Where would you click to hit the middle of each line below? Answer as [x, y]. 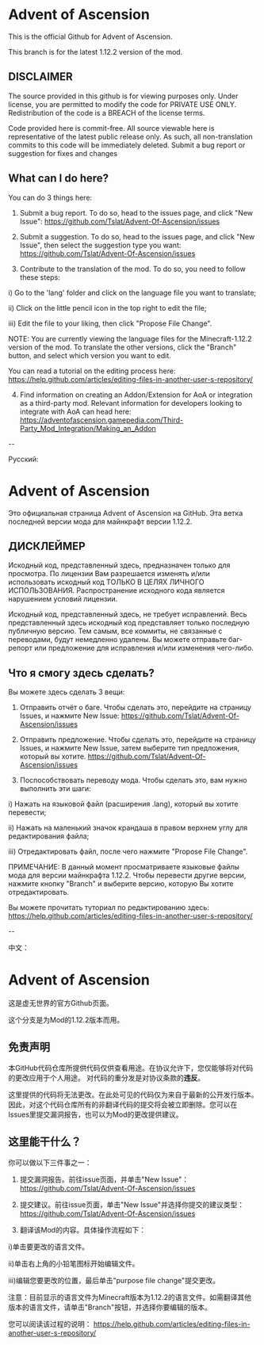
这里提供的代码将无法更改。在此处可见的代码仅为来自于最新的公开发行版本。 [133, 1095]
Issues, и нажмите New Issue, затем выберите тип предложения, [130, 748]
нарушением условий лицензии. [63, 599]
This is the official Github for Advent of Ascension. [90, 36]
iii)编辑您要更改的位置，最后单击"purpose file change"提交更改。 [114, 1280]
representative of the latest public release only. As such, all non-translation [131, 136]
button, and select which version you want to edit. [90, 355]
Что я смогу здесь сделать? [81, 672]
